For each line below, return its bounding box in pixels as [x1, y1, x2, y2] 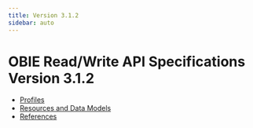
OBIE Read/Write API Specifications [8, 53, 246, 71]
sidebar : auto [8, 19, 55, 27]
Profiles [19, 95, 45, 104]
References [19, 112, 57, 122]
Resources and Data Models [19, 104, 112, 113]
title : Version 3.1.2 [8, 11, 79, 20]
